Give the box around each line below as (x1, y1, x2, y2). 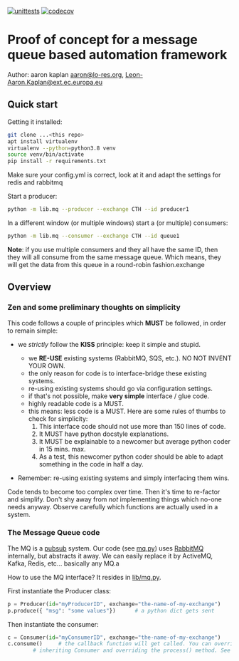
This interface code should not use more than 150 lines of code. (38, 422, 226, 430)
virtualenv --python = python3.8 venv (7, 145, 116, 152)
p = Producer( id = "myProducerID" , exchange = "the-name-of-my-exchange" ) (7, 600, 221, 608)
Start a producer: (7, 192, 58, 201)
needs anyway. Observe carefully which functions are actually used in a (7, 502, 218, 511)
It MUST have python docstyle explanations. (38, 430, 169, 438)
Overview (7, 281, 52, 293)
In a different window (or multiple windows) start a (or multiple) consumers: (7, 219, 228, 227)
